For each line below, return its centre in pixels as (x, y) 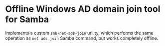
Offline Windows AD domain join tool (83, 9)
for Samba (27, 19)
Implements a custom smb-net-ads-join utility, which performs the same (79, 33)
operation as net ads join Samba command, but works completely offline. (82, 38)
